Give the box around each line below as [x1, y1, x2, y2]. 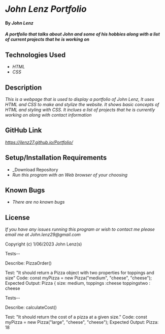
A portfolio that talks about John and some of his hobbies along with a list [5, 31, 160, 37]
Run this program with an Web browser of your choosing [12, 172, 128, 178]
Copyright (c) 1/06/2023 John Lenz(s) [5, 241, 82, 247]
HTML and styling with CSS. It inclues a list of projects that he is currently [5, 107, 155, 113]
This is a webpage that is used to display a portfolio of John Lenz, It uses [5, 96, 154, 102]
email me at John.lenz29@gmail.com [5, 232, 81, 238]
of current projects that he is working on [5, 36, 90, 42]
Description [5, 83, 42, 91]
